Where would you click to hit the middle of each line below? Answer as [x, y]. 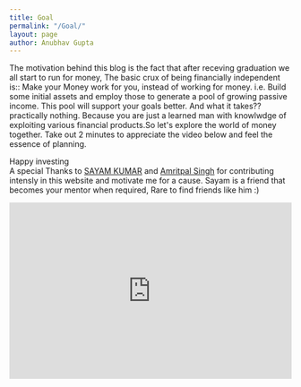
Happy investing [39, 161]
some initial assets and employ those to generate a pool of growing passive [149, 97]
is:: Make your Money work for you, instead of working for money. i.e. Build [148, 87]
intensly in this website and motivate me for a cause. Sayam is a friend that [147, 181]
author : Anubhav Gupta [52, 43]
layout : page [34, 34]
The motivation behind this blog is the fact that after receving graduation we [150, 68]
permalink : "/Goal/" [48, 26]
